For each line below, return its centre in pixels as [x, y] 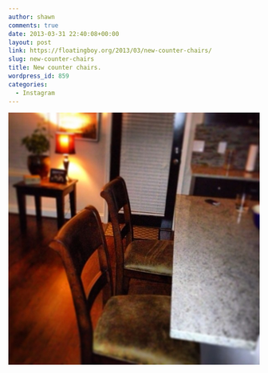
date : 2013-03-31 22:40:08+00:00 [64, 34]
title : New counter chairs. [55, 68]
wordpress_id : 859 [39, 76]
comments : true [33, 25]
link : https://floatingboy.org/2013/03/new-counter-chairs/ [110, 51]
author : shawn [32, 17]
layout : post [30, 42]
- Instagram [35, 93]
